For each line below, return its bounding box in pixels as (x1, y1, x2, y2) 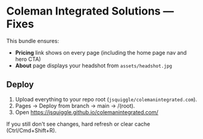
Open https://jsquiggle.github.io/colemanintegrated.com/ (15, 108, 158, 116)
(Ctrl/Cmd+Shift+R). (6, 126, 57, 134)
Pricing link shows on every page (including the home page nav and (15, 49, 187, 56)
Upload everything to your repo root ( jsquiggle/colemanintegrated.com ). (15, 95, 198, 103)
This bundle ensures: (6, 37, 59, 44)
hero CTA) (15, 55, 41, 63)
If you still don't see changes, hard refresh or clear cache (6, 120, 151, 127)
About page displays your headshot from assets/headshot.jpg (15, 62, 173, 69)
